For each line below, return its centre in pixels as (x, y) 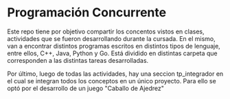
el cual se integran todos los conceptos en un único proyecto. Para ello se (112, 81)
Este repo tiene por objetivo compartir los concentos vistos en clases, (106, 31)
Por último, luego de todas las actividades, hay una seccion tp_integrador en (115, 74)
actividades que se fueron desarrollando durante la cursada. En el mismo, (112, 38)
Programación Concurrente (87, 13)
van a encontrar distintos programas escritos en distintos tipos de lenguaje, (114, 46)
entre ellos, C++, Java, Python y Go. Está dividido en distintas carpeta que (112, 53)
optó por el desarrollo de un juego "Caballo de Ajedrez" (86, 88)
